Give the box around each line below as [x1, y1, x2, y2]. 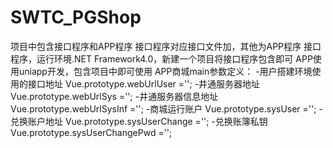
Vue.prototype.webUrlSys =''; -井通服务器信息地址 [10, 90, 219, 102]
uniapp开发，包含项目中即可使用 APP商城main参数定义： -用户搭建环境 [18, 65, 313, 77]
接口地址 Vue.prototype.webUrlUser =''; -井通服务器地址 [27, 77, 261, 90]
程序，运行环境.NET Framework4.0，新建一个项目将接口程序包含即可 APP [10, 52, 313, 65]
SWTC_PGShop [10, 6, 142, 29]
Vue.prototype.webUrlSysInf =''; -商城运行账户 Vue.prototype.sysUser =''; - [10, 102, 323, 115]
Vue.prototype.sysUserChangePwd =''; [10, 126, 173, 138]
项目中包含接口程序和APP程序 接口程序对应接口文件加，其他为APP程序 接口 [10, 40, 322, 52]
